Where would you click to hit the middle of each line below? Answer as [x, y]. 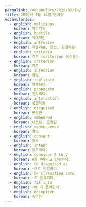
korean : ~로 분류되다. [35, 178]
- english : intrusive [32, 43]
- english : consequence [34, 127]
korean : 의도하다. [31, 150]
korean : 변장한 [28, 113]
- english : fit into [31, 183]
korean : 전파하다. [31, 94]
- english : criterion [32, 61]
